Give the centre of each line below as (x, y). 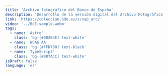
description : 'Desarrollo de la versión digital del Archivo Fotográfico (84, 14)
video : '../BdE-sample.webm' (36, 24)
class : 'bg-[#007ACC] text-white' (50, 56)
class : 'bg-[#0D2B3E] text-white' (50, 38)
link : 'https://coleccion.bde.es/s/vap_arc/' (54, 19)
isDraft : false (21, 61)
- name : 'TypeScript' (32, 51)
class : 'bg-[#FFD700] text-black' (50, 47)
